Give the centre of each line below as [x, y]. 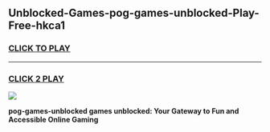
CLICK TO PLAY [39, 49]
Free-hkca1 [37, 26]
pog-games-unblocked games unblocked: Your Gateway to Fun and [124, 110]
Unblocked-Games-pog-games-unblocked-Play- [134, 13]
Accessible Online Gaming [53, 119]
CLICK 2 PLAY [36, 78]
